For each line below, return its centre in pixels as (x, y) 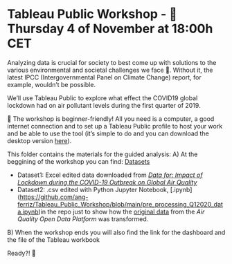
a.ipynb (28, 211)
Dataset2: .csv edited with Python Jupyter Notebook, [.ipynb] (105, 189)
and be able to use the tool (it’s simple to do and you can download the (108, 133)
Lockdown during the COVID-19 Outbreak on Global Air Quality (107, 182)
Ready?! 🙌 (21, 253)
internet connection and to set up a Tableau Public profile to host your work (115, 126)
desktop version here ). (39, 140)
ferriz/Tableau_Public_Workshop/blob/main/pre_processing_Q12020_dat (120, 204)
